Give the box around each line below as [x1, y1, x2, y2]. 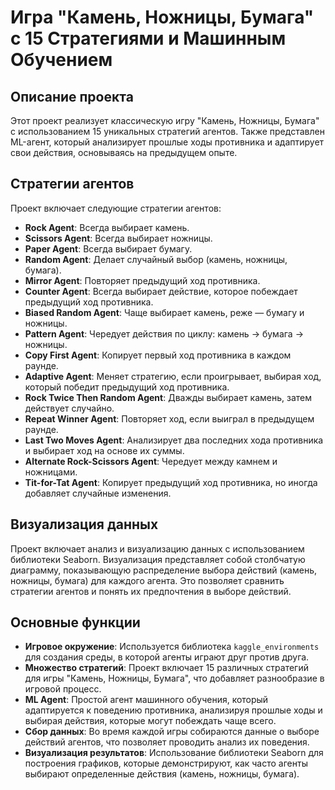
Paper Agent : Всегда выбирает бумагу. [24, 242, 193, 255]
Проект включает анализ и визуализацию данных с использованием [10, 542, 305, 555]
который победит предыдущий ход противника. [24, 381, 230, 393]
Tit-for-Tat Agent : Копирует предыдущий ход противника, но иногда [24, 476, 318, 488]
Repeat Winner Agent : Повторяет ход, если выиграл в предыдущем [24, 412, 315, 425]
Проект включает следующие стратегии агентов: [10, 202, 222, 214]
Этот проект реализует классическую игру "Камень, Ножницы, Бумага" [10, 115, 320, 126]
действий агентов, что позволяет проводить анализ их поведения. [24, 736, 310, 748]
